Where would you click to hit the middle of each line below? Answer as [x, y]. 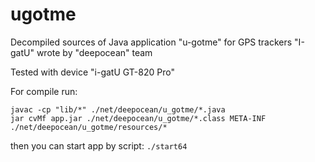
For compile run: [44, 91]
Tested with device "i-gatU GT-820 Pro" [92, 72]
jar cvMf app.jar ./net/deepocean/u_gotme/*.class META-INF [138, 118]
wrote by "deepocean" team [94, 52]
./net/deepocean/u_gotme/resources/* [89, 127]
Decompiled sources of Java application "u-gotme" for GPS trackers [151, 42]
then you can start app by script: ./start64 [99, 145]
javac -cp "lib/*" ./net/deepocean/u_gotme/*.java [118, 109]
